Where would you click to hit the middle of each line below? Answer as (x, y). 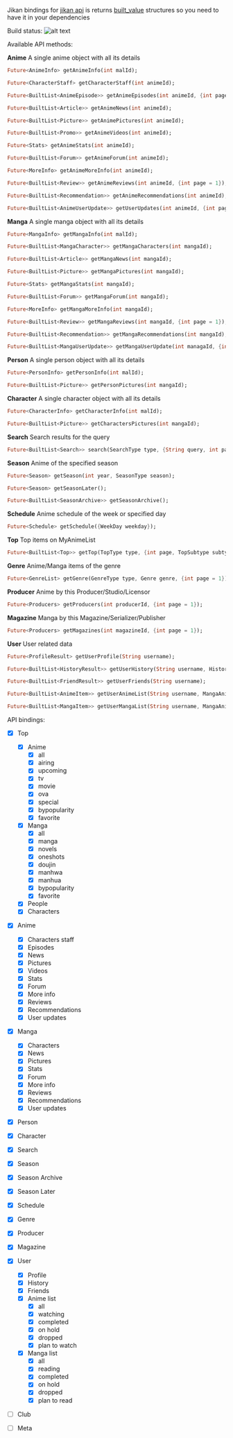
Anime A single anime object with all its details (74, 58)
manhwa (50, 873)
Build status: (25, 31)
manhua (50, 880)
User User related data (40, 644)
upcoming (52, 771)
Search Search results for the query (59, 437)
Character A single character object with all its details (84, 399)
